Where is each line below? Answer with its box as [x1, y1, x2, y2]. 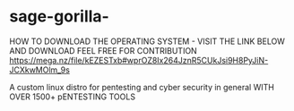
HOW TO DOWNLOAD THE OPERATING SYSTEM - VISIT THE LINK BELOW [9, 36, 285, 47]
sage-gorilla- [9, 6, 109, 27]
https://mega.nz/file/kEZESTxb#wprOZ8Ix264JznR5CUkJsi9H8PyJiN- [9, 55, 269, 65]
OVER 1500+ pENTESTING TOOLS [9, 91, 136, 102]
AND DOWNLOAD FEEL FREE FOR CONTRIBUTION [9, 45, 197, 55]
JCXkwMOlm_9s [9, 64, 70, 75]
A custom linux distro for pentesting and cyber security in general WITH [9, 81, 275, 92]
